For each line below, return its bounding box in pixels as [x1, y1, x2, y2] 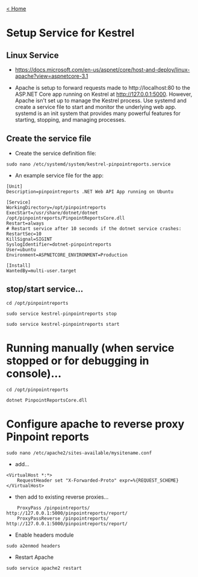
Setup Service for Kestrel [6, 27, 135, 40]
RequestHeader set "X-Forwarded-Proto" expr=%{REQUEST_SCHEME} [17, 477, 179, 484]
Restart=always [6, 220, 45, 226]
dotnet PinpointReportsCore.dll [6, 397, 87, 403]
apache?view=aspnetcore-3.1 [14, 72, 88, 80]
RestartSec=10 [6, 231, 42, 237]
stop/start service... [6, 284, 84, 295]
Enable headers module [14, 531, 74, 538]
